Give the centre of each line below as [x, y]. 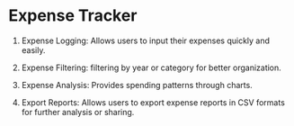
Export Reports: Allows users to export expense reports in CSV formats [153, 102]
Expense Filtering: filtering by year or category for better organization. [151, 67]
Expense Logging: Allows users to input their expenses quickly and [146, 40]
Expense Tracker [73, 16]
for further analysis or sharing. [78, 112]
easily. [33, 49]
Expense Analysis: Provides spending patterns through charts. [137, 85]
